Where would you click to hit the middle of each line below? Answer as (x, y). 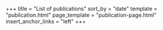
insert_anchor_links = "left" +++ (46, 21)
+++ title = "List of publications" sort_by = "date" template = (82, 9)
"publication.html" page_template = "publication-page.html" (81, 15)
